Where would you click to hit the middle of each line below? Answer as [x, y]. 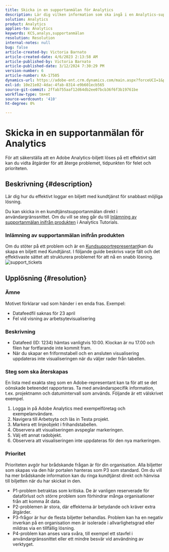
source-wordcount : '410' [31, 99]
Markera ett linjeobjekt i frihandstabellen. [55, 424]
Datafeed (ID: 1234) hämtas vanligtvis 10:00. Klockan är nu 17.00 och [83, 343]
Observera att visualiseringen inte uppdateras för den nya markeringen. [87, 441]
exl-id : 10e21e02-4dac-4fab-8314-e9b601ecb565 [55, 85]
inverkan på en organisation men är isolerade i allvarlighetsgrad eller [83, 523]
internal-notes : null [28, 43]
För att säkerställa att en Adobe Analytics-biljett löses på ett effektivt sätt [81, 158]
